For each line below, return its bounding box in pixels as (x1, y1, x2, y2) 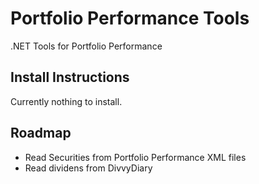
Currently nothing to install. (10, 95, 123, 107)
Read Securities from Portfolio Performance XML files (24, 151, 247, 163)
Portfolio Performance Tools (10, 7, 250, 30)
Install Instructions (10, 69, 130, 86)
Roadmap (10, 125, 72, 142)
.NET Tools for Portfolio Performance (10, 40, 163, 52)
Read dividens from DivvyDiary (24, 162, 153, 174)
